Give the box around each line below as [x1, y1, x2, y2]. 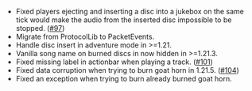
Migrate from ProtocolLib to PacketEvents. [15, 32, 155, 41]
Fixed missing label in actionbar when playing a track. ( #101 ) [15, 57, 213, 66]
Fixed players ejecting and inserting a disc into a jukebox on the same [15, 7, 245, 16]
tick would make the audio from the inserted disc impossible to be [15, 15, 232, 25]
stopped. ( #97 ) [15, 24, 65, 32]
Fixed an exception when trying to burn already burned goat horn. [15, 74, 232, 83]
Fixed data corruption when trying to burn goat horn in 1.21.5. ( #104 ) [15, 66, 240, 74]
